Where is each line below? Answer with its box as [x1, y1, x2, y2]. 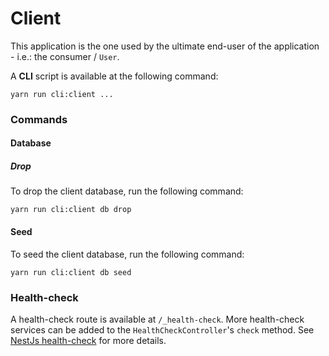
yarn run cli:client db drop [10, 205, 132, 215]
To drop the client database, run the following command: [10, 185, 244, 197]
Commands [10, 112, 68, 126]
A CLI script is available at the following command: [10, 70, 219, 82]
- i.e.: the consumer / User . [10, 50, 120, 62]
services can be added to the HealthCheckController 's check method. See [10, 323, 315, 336]
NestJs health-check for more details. [10, 334, 167, 346]
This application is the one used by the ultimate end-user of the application [10, 40, 320, 52]
